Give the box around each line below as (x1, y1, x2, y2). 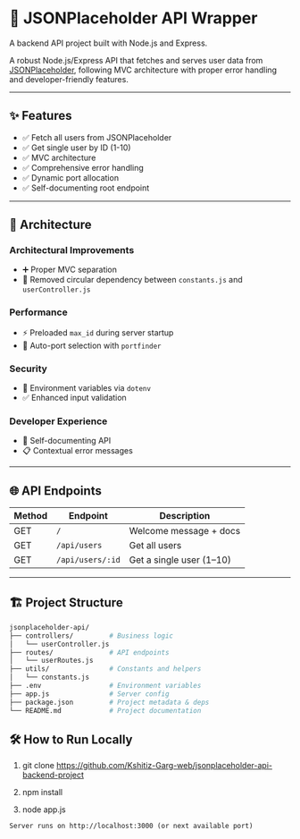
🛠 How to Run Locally (9, 732, 133, 747)
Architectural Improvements (9, 244, 135, 257)
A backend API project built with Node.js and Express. (9, 38, 208, 48)
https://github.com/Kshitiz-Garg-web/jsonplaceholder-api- (56, 760, 273, 771)
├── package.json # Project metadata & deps (9, 698, 210, 707)
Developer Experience (9, 415, 108, 428)
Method (13, 510, 48, 522)
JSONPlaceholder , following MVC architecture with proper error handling (9, 64, 278, 75)
